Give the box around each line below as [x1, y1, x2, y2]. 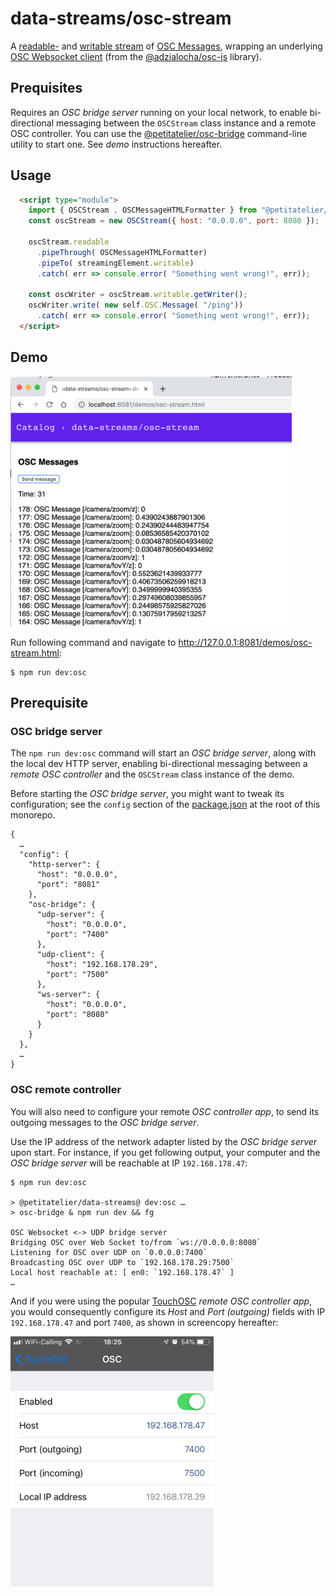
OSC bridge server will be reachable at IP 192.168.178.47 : [10, 1157, 248, 1169]
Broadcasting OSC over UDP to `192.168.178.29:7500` [10, 1257, 235, 1267]
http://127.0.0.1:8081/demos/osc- [178, 636, 313, 648]
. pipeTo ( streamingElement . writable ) [36, 258, 195, 268]
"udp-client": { [36, 950, 105, 960]
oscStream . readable [28, 237, 110, 247]
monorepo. [10, 809, 56, 821]
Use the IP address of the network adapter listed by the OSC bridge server [10, 1135, 318, 1147]
